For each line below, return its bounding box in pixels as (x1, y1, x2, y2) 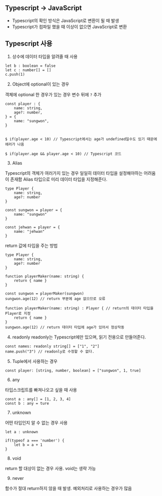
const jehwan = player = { (5, 224, 60, 230)
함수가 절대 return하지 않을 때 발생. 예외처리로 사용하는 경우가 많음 (5, 485, 132, 491)
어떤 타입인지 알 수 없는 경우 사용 (5, 419, 68, 425)
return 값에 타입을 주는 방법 (5, 243, 58, 248)
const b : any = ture (5, 401, 49, 406)
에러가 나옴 (5, 142, 24, 147)
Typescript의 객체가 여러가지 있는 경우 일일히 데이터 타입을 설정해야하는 (5, 170, 143, 176)
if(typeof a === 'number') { (5, 438, 65, 443)
